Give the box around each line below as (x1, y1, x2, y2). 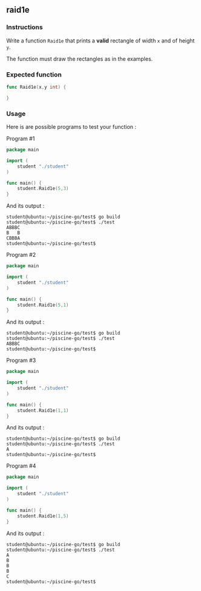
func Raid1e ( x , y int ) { (6, 84, 67, 90)
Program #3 (6, 357, 36, 364)
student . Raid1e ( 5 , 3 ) (17, 185, 69, 192)
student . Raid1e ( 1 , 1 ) (17, 407, 69, 414)
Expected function (6, 70, 62, 78)
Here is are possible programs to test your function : (6, 123, 137, 131)
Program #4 (6, 462, 36, 470)
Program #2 (6, 251, 36, 259)
